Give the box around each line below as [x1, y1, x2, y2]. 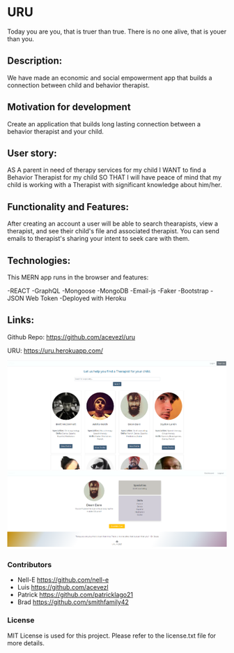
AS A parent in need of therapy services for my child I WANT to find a [7, 166, 207, 175]
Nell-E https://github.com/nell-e [17, 575, 109, 584]
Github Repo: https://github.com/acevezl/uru [7, 332, 136, 341]
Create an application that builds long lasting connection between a [7, 119, 201, 128]
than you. [7, 34, 35, 43]
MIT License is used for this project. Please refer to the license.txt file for [7, 631, 217, 640]
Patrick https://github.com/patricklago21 [17, 591, 134, 599]
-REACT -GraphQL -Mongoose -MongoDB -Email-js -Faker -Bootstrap [7, 287, 209, 295]
